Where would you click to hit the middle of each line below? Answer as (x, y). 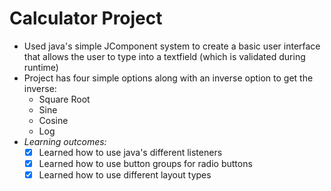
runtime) (41, 67)
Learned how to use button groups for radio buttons (145, 163)
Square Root (64, 99)
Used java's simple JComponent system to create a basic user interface (172, 46)
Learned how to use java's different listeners (130, 152)
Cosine (53, 120)
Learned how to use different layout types (125, 175)
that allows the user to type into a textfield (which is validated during (164, 56)
